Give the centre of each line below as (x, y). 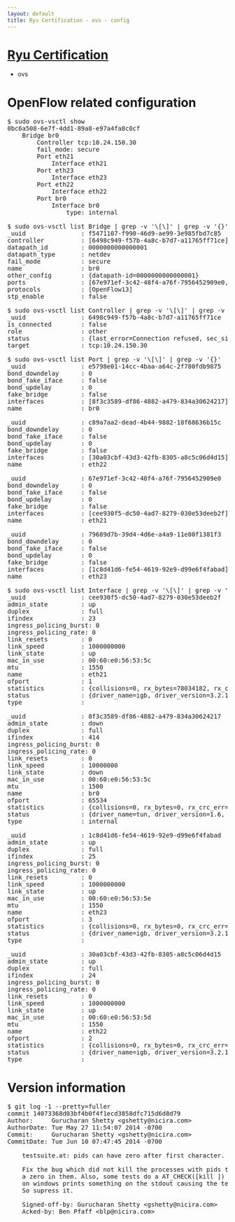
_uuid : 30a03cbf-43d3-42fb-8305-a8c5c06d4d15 (114, 955)
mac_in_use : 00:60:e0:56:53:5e (79, 899)
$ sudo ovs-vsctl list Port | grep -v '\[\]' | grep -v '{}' (114, 360)
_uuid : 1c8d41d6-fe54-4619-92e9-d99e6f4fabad (114, 836)
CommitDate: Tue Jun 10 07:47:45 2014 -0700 (85, 1142)
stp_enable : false (57, 297)
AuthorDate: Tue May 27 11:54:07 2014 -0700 (85, 1128)
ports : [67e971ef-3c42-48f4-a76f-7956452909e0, (118, 283)
